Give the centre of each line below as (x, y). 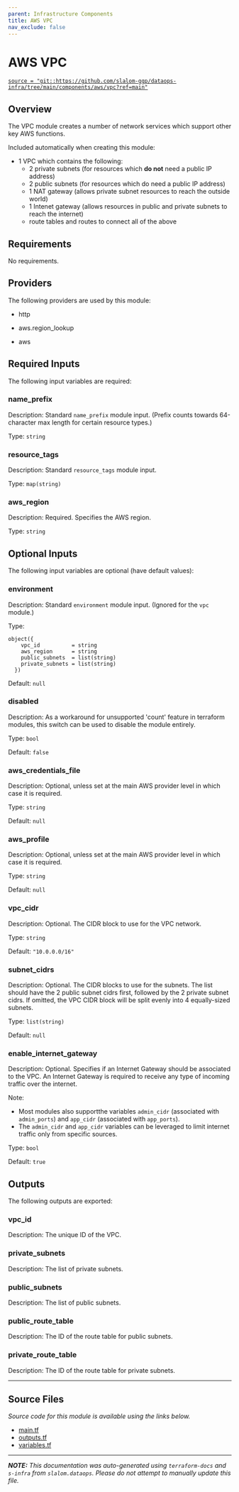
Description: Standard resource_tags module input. (82, 470)
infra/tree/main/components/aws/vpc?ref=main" (78, 87)
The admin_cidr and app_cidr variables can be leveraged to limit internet (124, 1126)
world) (38, 199)
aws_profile (29, 840)
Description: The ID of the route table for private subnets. (92, 1370)
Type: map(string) (35, 484)
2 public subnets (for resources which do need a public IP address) (127, 184)
